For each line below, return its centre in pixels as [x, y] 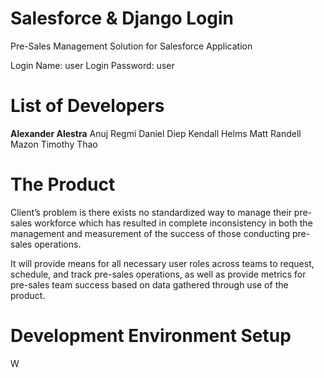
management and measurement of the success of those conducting [150, 233]
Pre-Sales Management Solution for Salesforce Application [131, 46]
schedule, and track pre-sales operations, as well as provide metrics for [158, 274]
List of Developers [87, 106]
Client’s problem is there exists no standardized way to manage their [151, 212]
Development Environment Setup [151, 336]
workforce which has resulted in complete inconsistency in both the [173, 223]
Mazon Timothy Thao [54, 144]
